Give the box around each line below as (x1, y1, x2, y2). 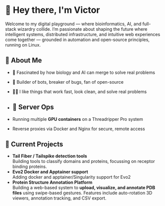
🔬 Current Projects (5, 140, 63, 148)
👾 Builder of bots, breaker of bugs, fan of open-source (12, 79, 124, 85)
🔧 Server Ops (12, 103, 55, 111)
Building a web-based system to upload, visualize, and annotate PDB (12, 185, 156, 191)
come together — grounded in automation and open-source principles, (5, 37, 150, 43)
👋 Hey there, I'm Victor (5, 4, 100, 16)
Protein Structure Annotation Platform (12, 179, 93, 185)
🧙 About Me (5, 56, 42, 65)
